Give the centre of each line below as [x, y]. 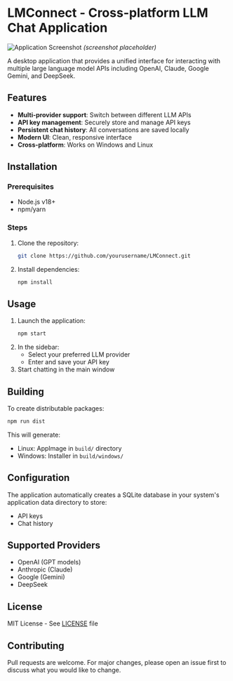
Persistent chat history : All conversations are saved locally [103, 130]
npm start [32, 334]
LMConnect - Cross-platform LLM [108, 13]
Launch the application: [51, 321]
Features [27, 98]
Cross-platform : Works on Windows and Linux [85, 145]
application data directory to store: [57, 502]
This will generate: [34, 435]
